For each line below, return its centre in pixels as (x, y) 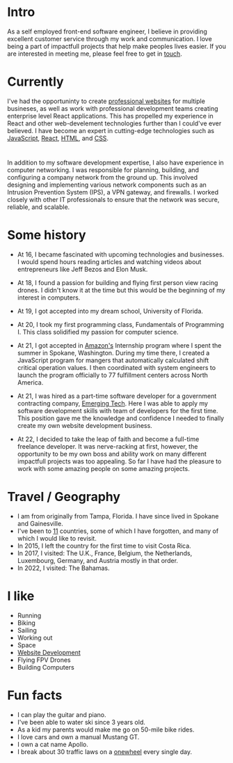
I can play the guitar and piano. (62, 714)
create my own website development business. (85, 425)
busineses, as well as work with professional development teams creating (113, 108)
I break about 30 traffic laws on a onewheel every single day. (105, 752)
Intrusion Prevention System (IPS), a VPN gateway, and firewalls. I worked (113, 192)
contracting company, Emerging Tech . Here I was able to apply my (113, 403)
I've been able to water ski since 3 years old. (81, 722)
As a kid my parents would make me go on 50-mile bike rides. (106, 730)
